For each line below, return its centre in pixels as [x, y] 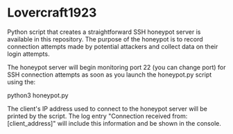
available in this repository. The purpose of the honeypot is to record [105, 39]
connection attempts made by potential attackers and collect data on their [113, 46]
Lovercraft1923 [52, 13]
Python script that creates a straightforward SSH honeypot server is [104, 32]
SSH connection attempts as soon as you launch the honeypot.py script [110, 75]
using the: [21, 82]
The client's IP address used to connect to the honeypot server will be [107, 108]
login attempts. [28, 54]
